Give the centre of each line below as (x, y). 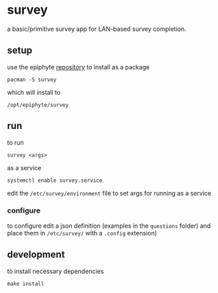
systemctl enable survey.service (55, 180)
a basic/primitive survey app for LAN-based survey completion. (97, 29)
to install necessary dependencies (56, 271)
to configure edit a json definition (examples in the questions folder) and (109, 226)
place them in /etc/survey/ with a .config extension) (82, 233)
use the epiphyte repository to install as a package (78, 67)
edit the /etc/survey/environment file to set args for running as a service (109, 193)
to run (15, 142)
